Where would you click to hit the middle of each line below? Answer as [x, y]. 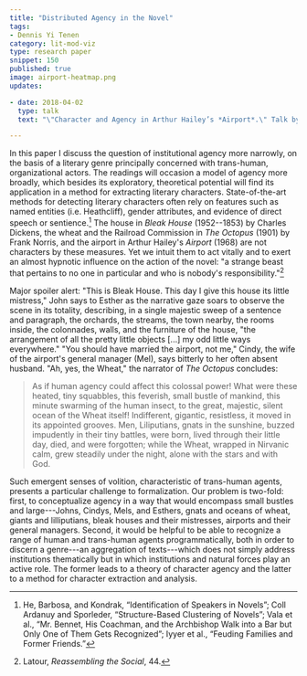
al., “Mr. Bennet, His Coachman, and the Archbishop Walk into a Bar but [157, 624]
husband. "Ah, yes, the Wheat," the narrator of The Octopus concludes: [144, 368]
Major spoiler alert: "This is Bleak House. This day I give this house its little [149, 290]
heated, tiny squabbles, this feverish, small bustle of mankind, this [156, 396]
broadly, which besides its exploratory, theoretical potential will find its [142, 183]
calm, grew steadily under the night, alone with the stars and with [155, 454]
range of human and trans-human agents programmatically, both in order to [152, 539]
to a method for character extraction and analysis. [104, 578]
